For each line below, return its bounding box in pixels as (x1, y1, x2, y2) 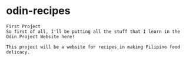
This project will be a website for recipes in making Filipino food (6, 44, 181, 50)
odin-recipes (6, 4, 71, 18)
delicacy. (6, 49, 31, 55)
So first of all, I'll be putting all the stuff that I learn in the (6, 28, 181, 35)
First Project (6, 23, 41, 29)
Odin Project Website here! (6, 33, 75, 39)
